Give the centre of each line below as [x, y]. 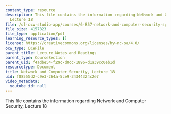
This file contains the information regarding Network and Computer [76, 101]
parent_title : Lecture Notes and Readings [51, 53]
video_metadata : [22, 81]
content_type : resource [31, 10]
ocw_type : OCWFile [25, 48]
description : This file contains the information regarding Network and [84, 15]
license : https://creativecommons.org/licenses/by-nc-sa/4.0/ [73, 43]
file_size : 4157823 [26, 29]
